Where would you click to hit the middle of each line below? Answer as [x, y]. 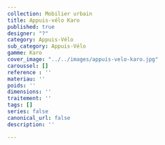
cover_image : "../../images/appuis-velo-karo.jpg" [83, 60]
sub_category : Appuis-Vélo [47, 46]
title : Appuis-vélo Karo [44, 20]
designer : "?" [28, 33]
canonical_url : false [39, 118]
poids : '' [22, 85]
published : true [31, 27]
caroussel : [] [28, 66]
